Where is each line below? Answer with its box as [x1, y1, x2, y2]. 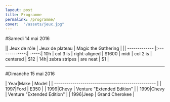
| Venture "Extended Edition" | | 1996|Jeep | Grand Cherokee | [5, 91, 135, 97]
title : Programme [5, 12, 42, 17]
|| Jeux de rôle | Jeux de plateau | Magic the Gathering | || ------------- [5, 45, 154, 51]
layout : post [5, 7, 33, 13]
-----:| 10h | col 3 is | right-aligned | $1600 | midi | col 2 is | [29, 51, 152, 57]
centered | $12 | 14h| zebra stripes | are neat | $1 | [5, 56, 109, 62]
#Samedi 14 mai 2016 [5, 36, 50, 42]
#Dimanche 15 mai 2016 [5, 71, 55, 77]
